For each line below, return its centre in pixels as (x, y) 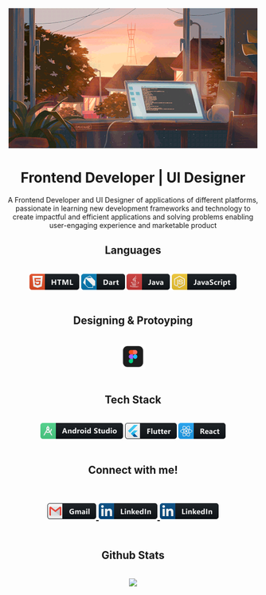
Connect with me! (133, 470)
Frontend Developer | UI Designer (133, 178)
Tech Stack (133, 399)
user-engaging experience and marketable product (133, 225)
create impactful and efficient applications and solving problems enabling (133, 217)
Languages (133, 250)
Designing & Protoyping (133, 321)
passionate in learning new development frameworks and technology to (133, 208)
